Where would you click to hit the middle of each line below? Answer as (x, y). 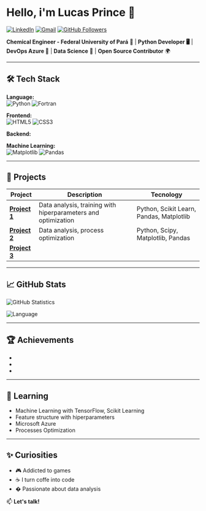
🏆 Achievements (40, 340)
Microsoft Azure (36, 424)
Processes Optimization (45, 430)
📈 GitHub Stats (36, 284)
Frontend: (19, 115)
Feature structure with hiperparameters (65, 417)
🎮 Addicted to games (43, 470)
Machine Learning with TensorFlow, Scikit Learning (80, 411)
